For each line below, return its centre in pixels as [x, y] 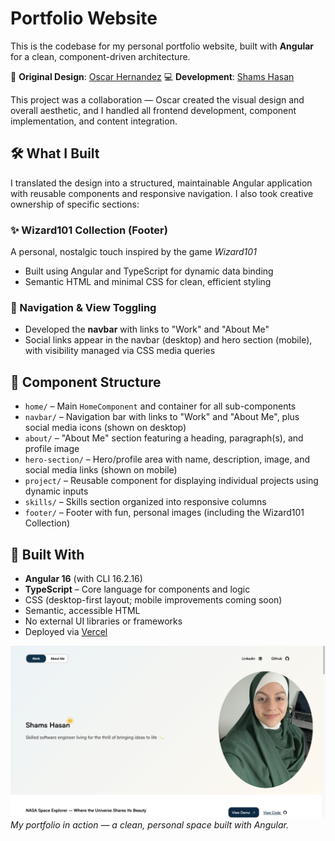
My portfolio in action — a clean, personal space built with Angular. [149, 825]
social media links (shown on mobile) [101, 470]
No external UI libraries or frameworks [103, 621]
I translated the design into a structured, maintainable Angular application [161, 183]
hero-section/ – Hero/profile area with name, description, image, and [167, 459]
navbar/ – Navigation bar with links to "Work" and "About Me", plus [162, 417]
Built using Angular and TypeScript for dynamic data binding [149, 271]
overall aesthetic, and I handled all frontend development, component [153, 110]
